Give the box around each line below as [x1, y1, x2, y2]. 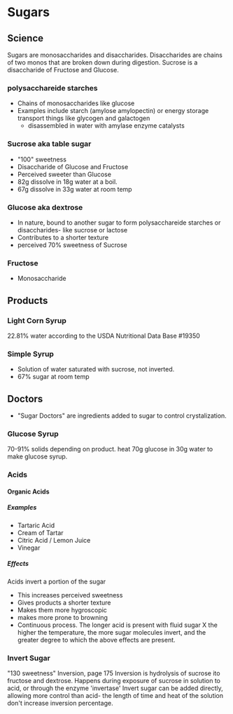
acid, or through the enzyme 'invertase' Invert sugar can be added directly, [7, 684, 223, 692]
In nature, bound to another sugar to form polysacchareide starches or [17, 218, 221, 227]
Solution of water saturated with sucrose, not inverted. [17, 365, 175, 373]
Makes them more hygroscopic [17, 605, 107, 614]
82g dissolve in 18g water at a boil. [17, 177, 118, 186]
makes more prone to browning [17, 613, 108, 621]
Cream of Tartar [17, 528, 64, 537]
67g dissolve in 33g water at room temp [17, 185, 132, 193]
